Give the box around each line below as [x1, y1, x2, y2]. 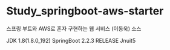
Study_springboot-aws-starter [6, 4, 164, 18]
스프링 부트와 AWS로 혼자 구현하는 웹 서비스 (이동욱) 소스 [6, 25, 142, 32]
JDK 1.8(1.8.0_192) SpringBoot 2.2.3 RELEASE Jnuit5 [6, 37, 136, 44]
